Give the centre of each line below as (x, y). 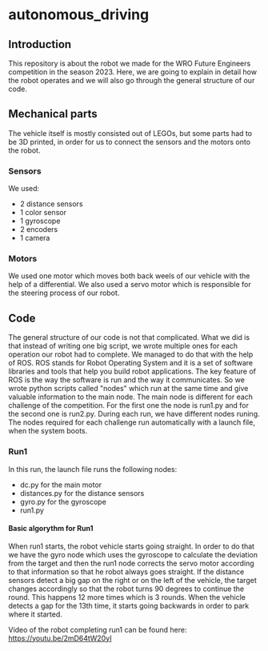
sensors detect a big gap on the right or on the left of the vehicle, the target (133, 580)
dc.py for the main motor (61, 485)
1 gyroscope (40, 221)
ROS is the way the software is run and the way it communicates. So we (127, 380)
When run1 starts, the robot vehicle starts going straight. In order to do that (131, 546)
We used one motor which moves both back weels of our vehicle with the (129, 276)
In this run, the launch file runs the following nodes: (93, 469)
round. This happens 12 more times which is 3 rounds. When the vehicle (127, 597)
